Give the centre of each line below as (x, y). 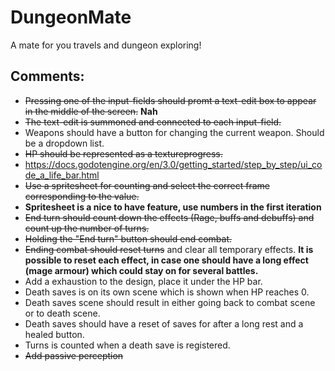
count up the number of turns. (87, 228)
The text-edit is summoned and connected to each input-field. (153, 122)
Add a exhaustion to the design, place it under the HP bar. (143, 281)
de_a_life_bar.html (62, 175)
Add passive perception (74, 355)
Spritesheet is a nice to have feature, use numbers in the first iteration (173, 207)
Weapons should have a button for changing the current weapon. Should (174, 132)
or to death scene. (62, 313)
